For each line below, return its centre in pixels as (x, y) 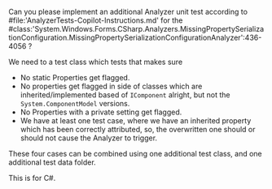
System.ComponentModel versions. (75, 103)
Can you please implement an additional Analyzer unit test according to (128, 12)
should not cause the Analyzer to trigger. (88, 138)
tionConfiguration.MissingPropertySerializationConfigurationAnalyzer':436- (135, 37)
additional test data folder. (52, 162)
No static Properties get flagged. (75, 77)
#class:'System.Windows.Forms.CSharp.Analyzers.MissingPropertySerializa (136, 29)
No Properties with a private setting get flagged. (101, 112)
